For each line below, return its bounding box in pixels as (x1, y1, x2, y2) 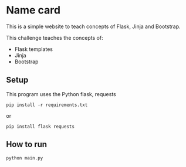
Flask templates (14, 45, 53, 53)
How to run (6, 139, 48, 149)
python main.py (6, 155, 43, 161)
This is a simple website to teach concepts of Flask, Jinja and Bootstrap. (6, 23, 181, 30)
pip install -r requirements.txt (6, 102, 88, 108)
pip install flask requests (6, 124, 75, 129)
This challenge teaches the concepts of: (6, 34, 104, 41)
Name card (6, 4, 60, 17)
